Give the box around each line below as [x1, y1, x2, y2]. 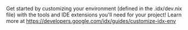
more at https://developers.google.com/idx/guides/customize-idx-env [6, 18, 176, 24]
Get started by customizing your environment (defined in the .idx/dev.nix [6, 5, 183, 12]
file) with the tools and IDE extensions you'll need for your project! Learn [6, 11, 182, 18]
